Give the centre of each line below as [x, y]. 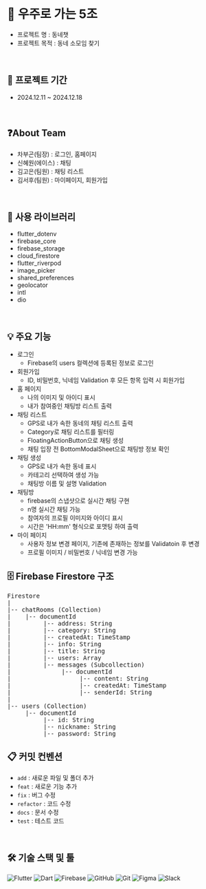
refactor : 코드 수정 [44, 804]
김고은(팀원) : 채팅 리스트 [50, 171]
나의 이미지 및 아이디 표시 [61, 397]
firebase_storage [41, 249]
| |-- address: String [60, 624]
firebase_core [36, 241]
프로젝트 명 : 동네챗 [43, 34]
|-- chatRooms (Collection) [54, 610]
